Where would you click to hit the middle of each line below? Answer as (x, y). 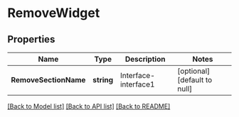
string (103, 80)
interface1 (137, 84)
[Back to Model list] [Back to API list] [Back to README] (89, 106)
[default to (195, 80)
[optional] (194, 71)
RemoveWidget (54, 13)
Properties (31, 39)
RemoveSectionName (48, 80)
